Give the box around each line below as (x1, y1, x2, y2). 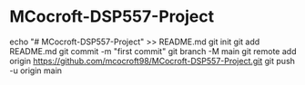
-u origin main (9, 65, 62, 76)
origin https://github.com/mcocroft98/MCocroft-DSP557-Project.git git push (9, 55, 296, 66)
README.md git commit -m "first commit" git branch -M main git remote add (9, 45, 297, 56)
